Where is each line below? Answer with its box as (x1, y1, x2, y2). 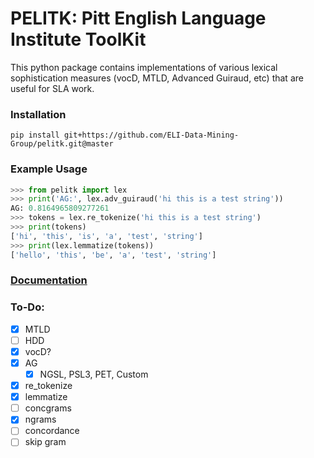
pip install (10, 130, 60, 141)
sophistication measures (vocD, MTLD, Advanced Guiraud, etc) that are (10, 72, 304, 84)
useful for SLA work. (10, 82, 95, 94)
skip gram (24, 436, 67, 448)
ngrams (24, 413, 57, 426)
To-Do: (10, 300, 45, 314)
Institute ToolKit (10, 28, 147, 51)
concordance (24, 425, 80, 437)
